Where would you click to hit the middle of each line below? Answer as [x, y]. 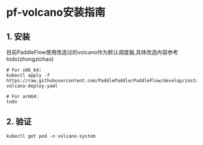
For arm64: [25, 97]
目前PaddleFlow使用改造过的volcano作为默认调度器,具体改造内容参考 [92, 52]
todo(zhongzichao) [30, 59]
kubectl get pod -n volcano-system [51, 136]
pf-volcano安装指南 [56, 12]
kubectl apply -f [28, 76]
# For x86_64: [24, 70]
